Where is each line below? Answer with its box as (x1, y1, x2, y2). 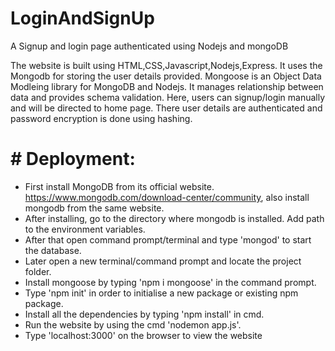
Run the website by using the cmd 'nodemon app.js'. (24, 318, 242, 331)
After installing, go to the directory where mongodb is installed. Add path (24, 212, 325, 224)
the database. (24, 244, 82, 256)
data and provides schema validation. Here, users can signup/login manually (10, 91, 326, 103)
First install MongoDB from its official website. (24, 180, 215, 192)
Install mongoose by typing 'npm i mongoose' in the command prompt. (24, 276, 317, 288)
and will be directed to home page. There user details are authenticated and (10, 102, 323, 114)
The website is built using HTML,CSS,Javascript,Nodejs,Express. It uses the (10, 59, 323, 71)
